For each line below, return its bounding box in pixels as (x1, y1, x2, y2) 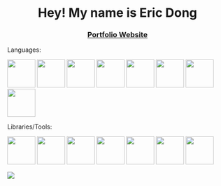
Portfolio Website (87, 30, 148, 40)
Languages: (7, 45, 41, 54)
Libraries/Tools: (7, 122, 52, 131)
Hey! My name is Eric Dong (37, 5, 198, 21)
